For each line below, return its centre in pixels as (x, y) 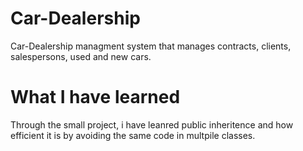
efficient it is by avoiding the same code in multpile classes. (133, 135)
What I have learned (95, 97)
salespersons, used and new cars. (81, 56)
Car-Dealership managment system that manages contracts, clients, (151, 46)
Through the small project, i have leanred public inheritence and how (152, 124)
